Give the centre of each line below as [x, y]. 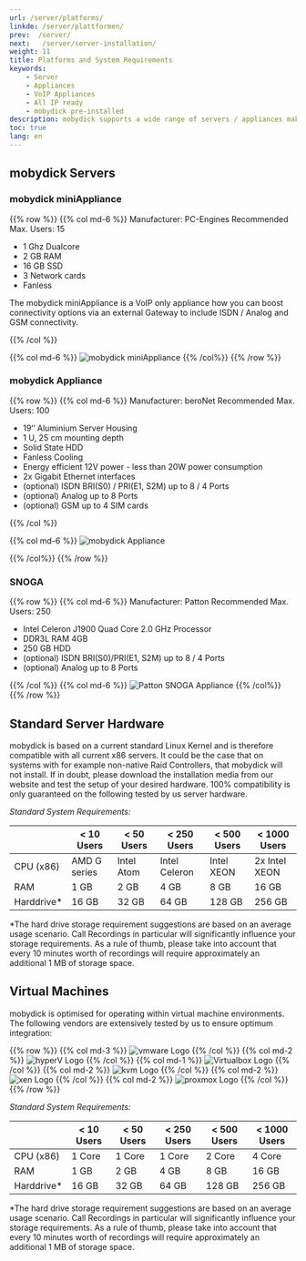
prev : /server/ [40, 35]
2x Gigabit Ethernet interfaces [79, 476]
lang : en [26, 137]
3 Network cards [54, 275]
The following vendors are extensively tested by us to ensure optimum [141, 1023]
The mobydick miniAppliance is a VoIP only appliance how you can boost [147, 302]
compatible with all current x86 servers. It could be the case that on [137, 755]
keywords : [28, 69]
